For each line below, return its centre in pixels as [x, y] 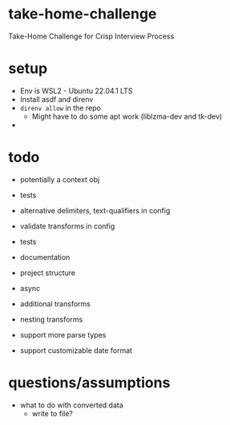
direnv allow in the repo [61, 107]
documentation [45, 257]
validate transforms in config [67, 226]
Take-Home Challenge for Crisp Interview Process [91, 36]
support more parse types [63, 334]
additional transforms [55, 304]
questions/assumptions [89, 382]
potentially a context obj [60, 179]
